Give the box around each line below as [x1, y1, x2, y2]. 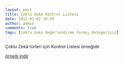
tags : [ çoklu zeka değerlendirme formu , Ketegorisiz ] [5, 30, 119, 35]
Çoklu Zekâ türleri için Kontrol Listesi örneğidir [5, 44, 100, 49]
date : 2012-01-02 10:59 [5, 16, 55, 21]
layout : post [5, 7, 32, 12]
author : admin [5, 21, 35, 26]
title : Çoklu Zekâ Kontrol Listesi [5, 12, 79, 17]
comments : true [5, 26, 37, 31]
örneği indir [5, 53, 29, 59]
